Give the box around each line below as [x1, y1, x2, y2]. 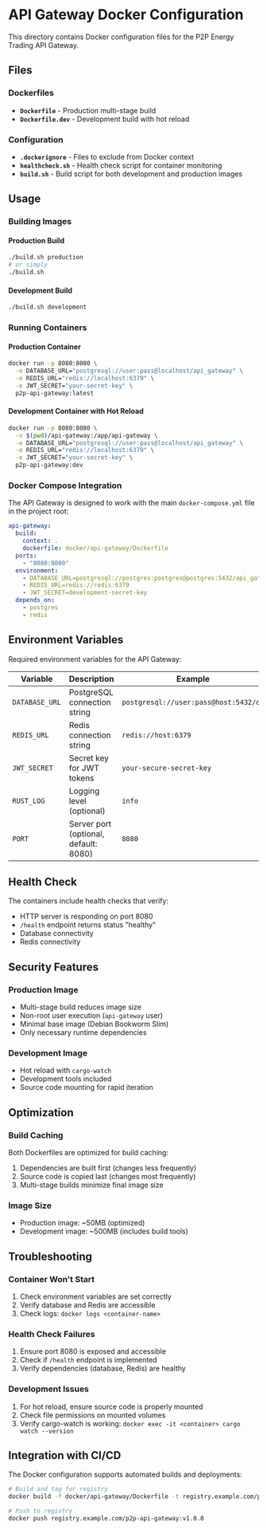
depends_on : [15, 596, 56, 604]
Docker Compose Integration [8, 480, 122, 491]
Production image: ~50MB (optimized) [19, 1218, 145, 1228]
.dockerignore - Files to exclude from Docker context [19, 151, 195, 161]
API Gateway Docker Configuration [8, 6, 244, 24]
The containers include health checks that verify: [8, 896, 169, 906]
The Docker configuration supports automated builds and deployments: [8, 1469, 242, 1480]
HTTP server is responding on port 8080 [19, 911, 153, 922]
